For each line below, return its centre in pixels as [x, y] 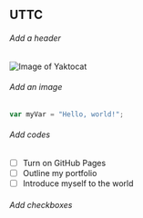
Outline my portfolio [60, 173]
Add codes [30, 134]
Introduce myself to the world [78, 183]
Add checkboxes [41, 204]
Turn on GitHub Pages [64, 163]
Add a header [36, 38]
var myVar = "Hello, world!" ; [67, 114]
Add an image [36, 87]
